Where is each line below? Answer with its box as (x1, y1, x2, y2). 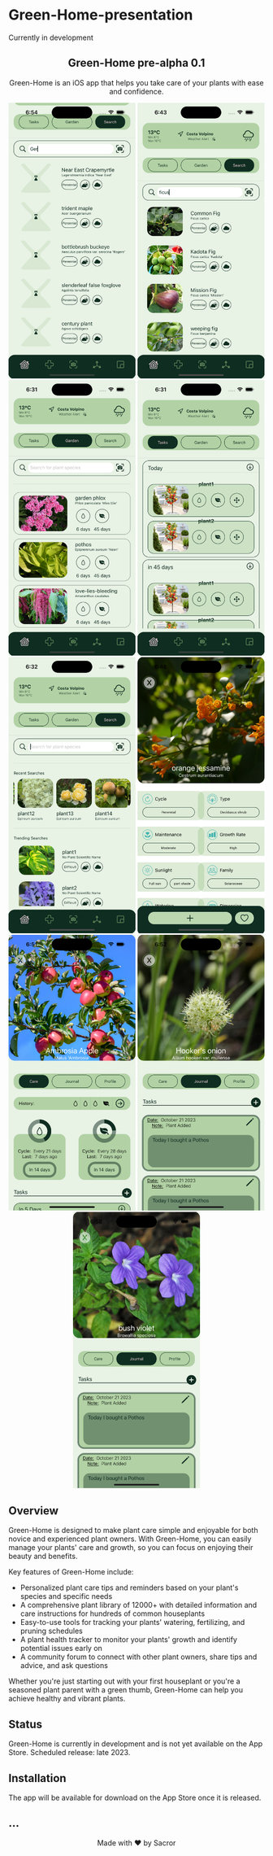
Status (8, 1717, 43, 1731)
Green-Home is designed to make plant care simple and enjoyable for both (8, 1526, 258, 1535)
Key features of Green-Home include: (8, 1567, 134, 1577)
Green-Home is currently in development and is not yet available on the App (8, 1739, 263, 1749)
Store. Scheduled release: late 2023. (8, 1748, 131, 1758)
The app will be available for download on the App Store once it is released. (8, 1793, 262, 1802)
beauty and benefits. (8, 1552, 78, 1561)
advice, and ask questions (19, 1661, 108, 1670)
